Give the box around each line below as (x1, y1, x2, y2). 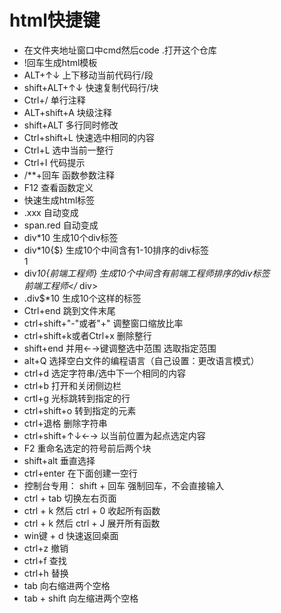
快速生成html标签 (23, 194, 96, 206)
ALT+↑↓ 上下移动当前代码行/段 (23, 69, 154, 81)
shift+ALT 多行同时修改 (23, 119, 119, 131)
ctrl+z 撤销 (23, 542, 69, 554)
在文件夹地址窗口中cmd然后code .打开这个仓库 (23, 44, 217, 56)
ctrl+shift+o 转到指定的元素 (23, 404, 137, 416)
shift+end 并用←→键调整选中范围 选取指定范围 (23, 342, 217, 354)
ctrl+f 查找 (23, 554, 67, 566)
